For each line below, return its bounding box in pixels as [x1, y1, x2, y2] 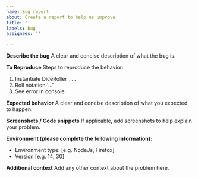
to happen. [6, 106, 33, 113]
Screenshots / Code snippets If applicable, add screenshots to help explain [6, 117, 192, 125]
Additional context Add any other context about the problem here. [6, 165, 169, 172]
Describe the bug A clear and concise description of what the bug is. [6, 52, 176, 59]
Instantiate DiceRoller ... [14, 75, 77, 83]
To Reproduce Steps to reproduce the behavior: [6, 64, 124, 71]
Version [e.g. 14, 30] [14, 153, 65, 160]
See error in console [14, 88, 65, 95]
